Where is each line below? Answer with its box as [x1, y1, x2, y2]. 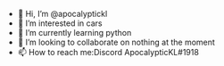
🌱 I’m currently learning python [17, 28, 132, 37]
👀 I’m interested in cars [17, 18, 103, 29]
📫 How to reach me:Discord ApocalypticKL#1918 [17, 47, 199, 57]
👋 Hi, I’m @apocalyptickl [17, 9, 108, 19]
